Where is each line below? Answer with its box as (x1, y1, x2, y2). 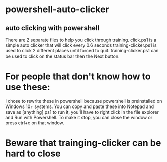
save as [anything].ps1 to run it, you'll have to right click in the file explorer (5, 109, 159, 115)
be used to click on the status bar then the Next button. (5, 53, 120, 59)
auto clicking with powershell (5, 24, 100, 32)
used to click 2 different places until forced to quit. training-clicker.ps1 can (5, 48, 159, 53)
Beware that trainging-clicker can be (5, 137, 161, 149)
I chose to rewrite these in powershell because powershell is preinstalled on (5, 98, 162, 104)
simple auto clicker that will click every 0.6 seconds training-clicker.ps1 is (5, 42, 157, 48)
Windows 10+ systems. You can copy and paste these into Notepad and (5, 103, 154, 110)
